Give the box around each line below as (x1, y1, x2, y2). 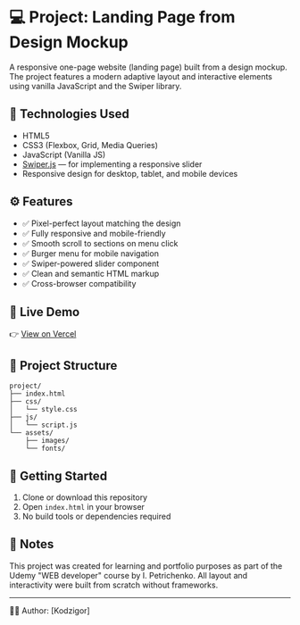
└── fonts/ (25, 444, 66, 454)
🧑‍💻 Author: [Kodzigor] (9, 604, 91, 616)
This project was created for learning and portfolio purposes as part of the (9, 560, 283, 571)
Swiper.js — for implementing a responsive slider (21, 158, 203, 170)
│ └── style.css (9, 405, 78, 414)
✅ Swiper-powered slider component (21, 258, 160, 269)
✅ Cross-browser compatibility (21, 278, 137, 288)
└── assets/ (9, 429, 54, 437)
